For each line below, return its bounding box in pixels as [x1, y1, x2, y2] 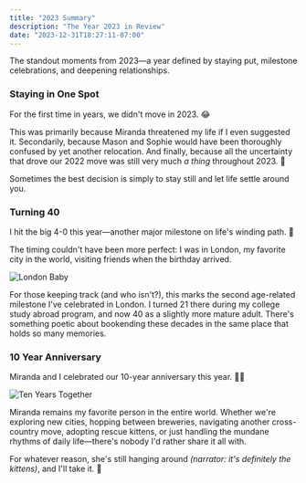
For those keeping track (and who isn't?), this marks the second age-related [9, 289, 296, 299]
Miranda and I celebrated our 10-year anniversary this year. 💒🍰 [9, 372, 245, 383]
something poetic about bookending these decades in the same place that [9, 318, 290, 329]
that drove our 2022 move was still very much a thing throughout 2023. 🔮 [9, 155, 286, 166]
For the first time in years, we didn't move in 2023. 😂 [9, 109, 211, 120]
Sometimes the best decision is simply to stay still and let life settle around [9, 173, 290, 184]
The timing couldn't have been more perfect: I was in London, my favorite [9, 244, 286, 255]
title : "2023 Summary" [9, 13, 96, 23]
